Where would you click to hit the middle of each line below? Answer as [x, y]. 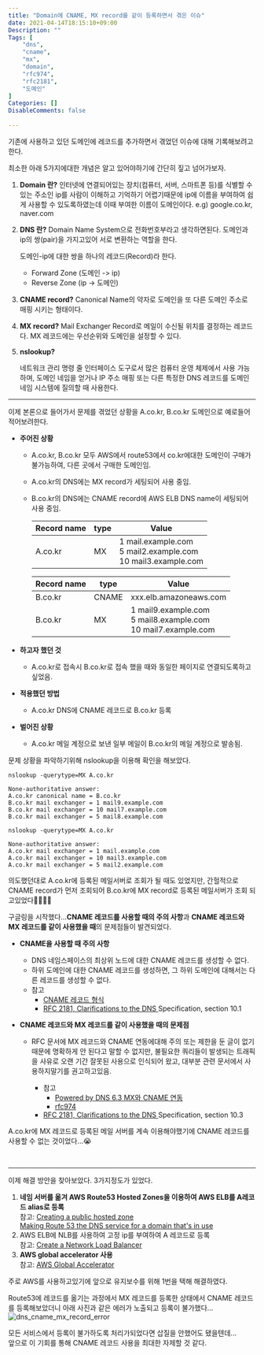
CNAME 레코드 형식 [73, 999]
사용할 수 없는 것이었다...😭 [50, 1141]
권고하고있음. [92, 1071]
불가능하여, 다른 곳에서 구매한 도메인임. [91, 465]
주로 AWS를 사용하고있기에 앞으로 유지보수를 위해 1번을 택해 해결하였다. [118, 1281]
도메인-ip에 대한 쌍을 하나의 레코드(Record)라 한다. [98, 256]
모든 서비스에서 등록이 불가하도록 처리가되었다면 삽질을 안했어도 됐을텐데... [123, 1333]
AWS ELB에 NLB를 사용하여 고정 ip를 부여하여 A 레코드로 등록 [115, 1234]
